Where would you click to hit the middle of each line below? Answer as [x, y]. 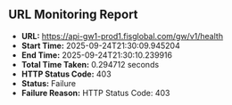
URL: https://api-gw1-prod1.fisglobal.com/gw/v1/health [122, 36]
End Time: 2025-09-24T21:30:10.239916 [97, 55]
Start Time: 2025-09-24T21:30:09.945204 [100, 45]
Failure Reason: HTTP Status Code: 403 [95, 93]
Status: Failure [49, 83]
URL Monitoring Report [74, 15]
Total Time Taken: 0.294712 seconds [90, 64]
